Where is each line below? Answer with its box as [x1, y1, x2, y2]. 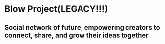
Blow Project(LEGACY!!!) [4, 3, 108, 15]
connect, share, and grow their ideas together [4, 31, 149, 39]
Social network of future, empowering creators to [4, 23, 160, 32]
